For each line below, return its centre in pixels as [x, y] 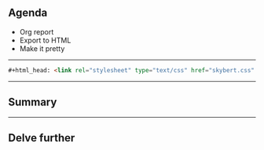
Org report [37, 31]
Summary [33, 102]
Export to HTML [45, 40]
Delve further [42, 138]
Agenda [28, 13]
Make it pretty [42, 48]
